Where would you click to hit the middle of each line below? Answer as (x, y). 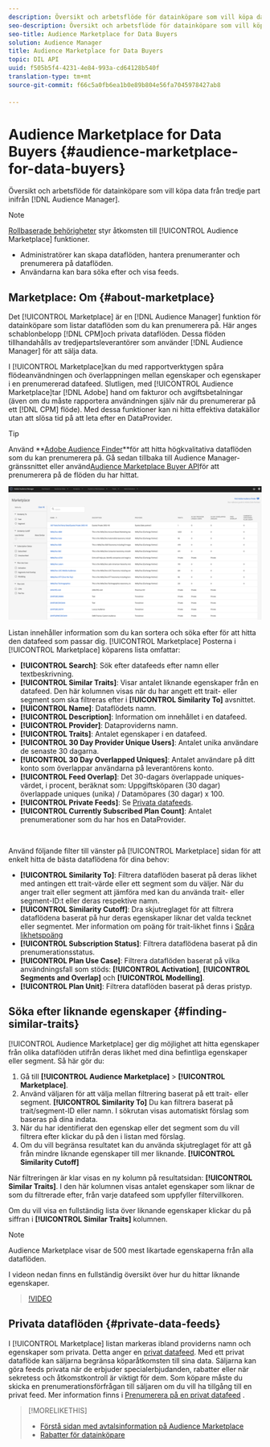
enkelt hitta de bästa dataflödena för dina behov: (89, 859)
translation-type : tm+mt (50, 77)
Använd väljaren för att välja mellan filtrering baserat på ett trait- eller (134, 1093)
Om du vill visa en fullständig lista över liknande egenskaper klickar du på (130, 1210)
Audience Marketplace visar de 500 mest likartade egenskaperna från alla (131, 1250)
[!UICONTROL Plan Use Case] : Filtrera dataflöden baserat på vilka (130, 961)
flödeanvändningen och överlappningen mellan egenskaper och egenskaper (135, 376)
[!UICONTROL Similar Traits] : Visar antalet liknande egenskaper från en (139, 683)
